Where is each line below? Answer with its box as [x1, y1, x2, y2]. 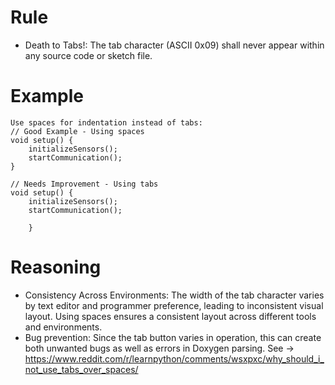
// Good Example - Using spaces [10, 126, 145, 136]
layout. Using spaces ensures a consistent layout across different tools [24, 310, 317, 322]
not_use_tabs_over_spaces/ [24, 363, 139, 375]
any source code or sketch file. [24, 49, 153, 61]
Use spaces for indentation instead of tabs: [10, 117, 203, 128]
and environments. [24, 321, 103, 333]
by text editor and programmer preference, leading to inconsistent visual [24, 299, 324, 311]
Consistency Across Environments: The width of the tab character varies [24, 289, 325, 301]
